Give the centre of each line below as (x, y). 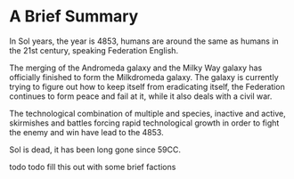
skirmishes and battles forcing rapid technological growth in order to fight (144, 123)
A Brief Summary (74, 16)
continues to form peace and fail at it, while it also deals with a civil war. (141, 96)
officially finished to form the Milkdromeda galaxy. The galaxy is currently (144, 77)
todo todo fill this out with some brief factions (93, 167)
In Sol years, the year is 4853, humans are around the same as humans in (144, 41)
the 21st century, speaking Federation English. (94, 50)
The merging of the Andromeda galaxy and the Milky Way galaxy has (136, 68)
